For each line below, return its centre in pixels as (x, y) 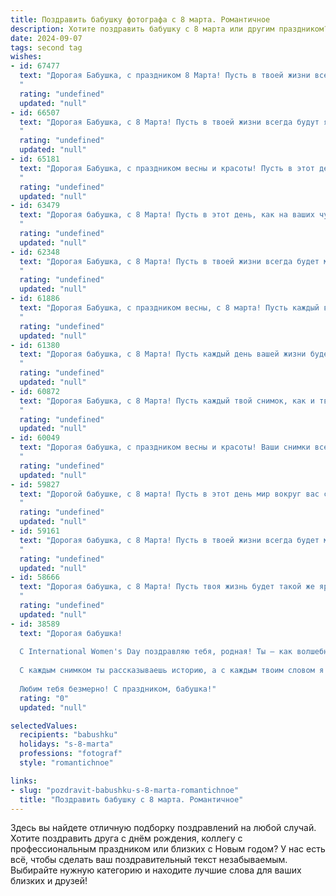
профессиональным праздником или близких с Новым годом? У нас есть (168, 849)
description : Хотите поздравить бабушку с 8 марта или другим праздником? (169, 29)
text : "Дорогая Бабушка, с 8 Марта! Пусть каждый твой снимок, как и (167, 401)
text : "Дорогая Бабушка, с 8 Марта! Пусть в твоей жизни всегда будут (169, 122)
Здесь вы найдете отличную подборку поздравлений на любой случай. (163, 828)
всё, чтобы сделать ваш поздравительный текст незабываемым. (149, 860)
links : (24, 781)
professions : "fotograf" (71, 754)
